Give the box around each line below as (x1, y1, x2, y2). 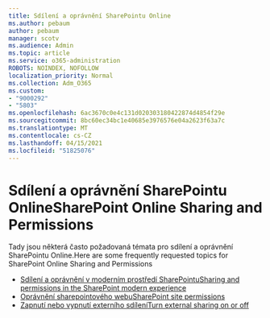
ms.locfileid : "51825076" (8, 147, 95, 155)
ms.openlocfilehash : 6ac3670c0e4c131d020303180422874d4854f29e (8, 109, 226, 118)
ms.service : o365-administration (8, 57, 121, 65)
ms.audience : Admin (8, 42, 74, 50)
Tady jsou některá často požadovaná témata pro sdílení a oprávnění (8, 242, 234, 252)
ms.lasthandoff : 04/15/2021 (8, 138, 103, 147)
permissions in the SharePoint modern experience (19, 283, 187, 293)
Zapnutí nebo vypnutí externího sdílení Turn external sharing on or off (19, 300, 250, 310)
